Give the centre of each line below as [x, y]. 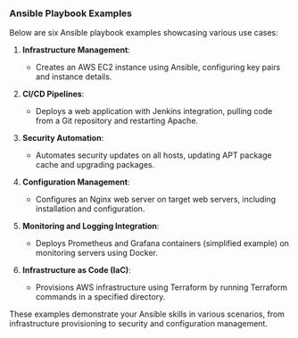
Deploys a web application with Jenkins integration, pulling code [154, 111]
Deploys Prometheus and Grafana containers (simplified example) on [162, 243]
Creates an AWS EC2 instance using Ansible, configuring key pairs [158, 67]
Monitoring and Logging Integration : [91, 227]
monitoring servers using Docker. [97, 253]
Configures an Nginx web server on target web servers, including [156, 200]
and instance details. [74, 77]
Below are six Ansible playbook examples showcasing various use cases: [144, 33]
